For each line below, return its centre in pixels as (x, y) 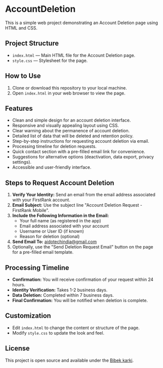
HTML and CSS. (21, 28)
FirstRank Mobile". (31, 211)
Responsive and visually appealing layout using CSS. (66, 125)
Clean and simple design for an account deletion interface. (71, 120)
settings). (22, 162)
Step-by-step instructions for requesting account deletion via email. (81, 141)
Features (19, 108)
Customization (28, 316)
